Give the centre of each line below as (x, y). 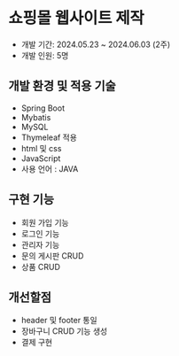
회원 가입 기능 (45, 222)
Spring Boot (43, 108)
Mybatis (36, 117)
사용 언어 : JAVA (50, 168)
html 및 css (41, 148)
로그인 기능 (40, 233)
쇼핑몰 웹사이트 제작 (77, 18)
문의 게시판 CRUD (52, 255)
